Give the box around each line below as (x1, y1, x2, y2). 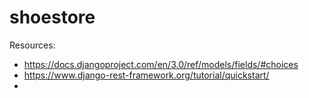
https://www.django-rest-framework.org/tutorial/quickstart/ (23, 69, 270, 81)
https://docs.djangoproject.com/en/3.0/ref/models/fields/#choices (23, 58, 299, 70)
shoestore (9, 6, 96, 29)
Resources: (9, 39, 56, 51)
